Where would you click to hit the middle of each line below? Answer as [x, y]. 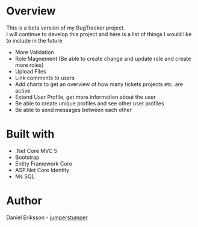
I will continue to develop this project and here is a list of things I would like [99, 34]
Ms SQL [25, 176]
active [23, 90]
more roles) [29, 65]
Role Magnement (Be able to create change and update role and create [103, 58]
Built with [30, 134]
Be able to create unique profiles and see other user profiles [89, 103]
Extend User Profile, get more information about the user [85, 97]
